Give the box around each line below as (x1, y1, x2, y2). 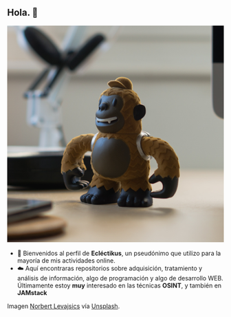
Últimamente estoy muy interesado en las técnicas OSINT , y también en (16, 281, 222, 289)
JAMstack (16, 288, 47, 296)
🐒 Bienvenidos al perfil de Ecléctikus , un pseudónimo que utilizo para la (16, 249, 221, 257)
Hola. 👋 (7, 7, 38, 19)
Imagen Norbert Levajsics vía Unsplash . (7, 302, 120, 310)
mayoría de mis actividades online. (16, 256, 115, 265)
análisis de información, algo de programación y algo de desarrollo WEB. (16, 274, 223, 282)
